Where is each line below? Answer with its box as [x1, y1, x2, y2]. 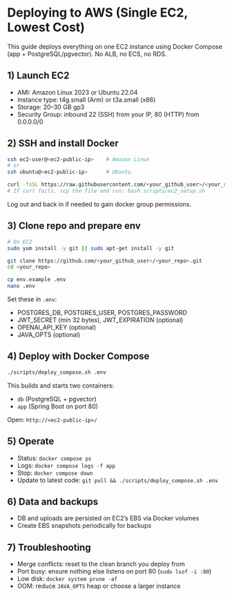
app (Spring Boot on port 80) [17, 402, 99, 410]
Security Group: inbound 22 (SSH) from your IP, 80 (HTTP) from [17, 110, 200, 118]
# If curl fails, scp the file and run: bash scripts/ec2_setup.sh [7, 188, 206, 195]
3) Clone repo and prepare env [7, 220, 141, 232]
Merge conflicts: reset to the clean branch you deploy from [17, 560, 185, 568]
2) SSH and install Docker [7, 138, 119, 149]
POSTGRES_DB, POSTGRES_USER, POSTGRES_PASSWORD [17, 309, 188, 316]
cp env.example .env [7, 276, 67, 283]
